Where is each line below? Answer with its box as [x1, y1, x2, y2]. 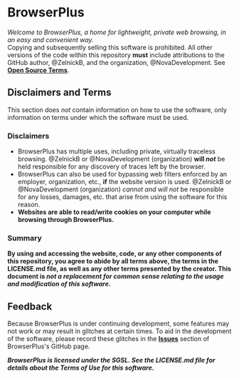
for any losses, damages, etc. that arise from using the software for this [17, 193, 228, 201]
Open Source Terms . [7, 66, 70, 74]
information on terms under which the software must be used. [7, 113, 189, 121]
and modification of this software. [7, 280, 112, 288]
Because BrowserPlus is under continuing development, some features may [7, 319, 230, 328]
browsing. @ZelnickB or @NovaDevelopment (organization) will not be [17, 155, 225, 163]
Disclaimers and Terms [7, 86, 112, 98]
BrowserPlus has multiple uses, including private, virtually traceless [17, 147, 216, 156]
